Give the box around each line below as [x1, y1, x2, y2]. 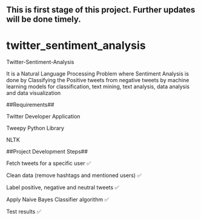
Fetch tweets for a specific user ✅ [6, 160, 91, 167]
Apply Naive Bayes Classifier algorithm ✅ [6, 196, 109, 203]
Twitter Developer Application [6, 113, 81, 120]
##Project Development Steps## [6, 148, 88, 155]
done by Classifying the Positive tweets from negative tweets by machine [6, 77, 189, 84]
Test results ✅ [6, 208, 42, 215]
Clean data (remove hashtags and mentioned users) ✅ [6, 172, 142, 179]
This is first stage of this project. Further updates [6, 5, 196, 15]
